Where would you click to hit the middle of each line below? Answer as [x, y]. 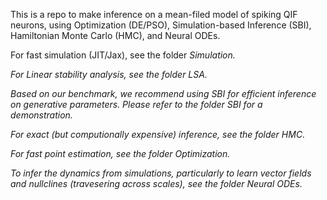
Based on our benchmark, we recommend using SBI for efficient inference [163, 93]
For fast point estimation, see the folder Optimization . [120, 153]
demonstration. [41, 115]
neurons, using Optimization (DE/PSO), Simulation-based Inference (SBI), [161, 25]
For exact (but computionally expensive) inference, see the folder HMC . [158, 134]
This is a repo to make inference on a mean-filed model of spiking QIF [154, 14]
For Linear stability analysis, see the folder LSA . [109, 74]
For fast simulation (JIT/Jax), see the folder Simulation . [123, 55]
